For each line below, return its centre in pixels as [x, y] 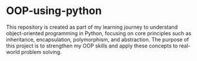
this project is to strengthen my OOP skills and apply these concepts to [92, 46]
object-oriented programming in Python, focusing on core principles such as [99, 33]
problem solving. [41, 52]
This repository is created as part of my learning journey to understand [92, 27]
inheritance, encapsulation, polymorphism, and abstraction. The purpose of [98, 39]
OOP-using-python [54, 11]
